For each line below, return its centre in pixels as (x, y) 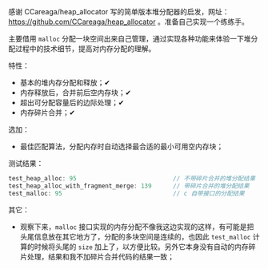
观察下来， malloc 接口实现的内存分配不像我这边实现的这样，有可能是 (133, 227)
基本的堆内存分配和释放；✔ (65, 83)
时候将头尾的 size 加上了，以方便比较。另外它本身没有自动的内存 (142, 247)
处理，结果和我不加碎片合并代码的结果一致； (100, 256)
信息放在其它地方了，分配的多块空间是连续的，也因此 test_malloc (142, 236)
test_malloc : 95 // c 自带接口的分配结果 (127, 193)
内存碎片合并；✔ (48, 113)
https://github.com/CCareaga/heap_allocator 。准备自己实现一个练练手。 (129, 22)
